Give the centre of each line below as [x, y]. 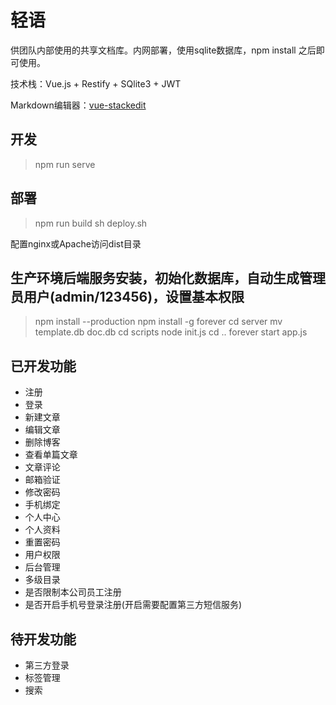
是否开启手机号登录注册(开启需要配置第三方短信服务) [133, 605]
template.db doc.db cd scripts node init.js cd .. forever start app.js [171, 332]
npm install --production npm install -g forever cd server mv [158, 322]
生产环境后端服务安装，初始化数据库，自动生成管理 [168, 277]
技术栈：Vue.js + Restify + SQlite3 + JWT [96, 83]
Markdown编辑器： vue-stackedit [78, 105]
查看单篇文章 [51, 455]
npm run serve [65, 164]
